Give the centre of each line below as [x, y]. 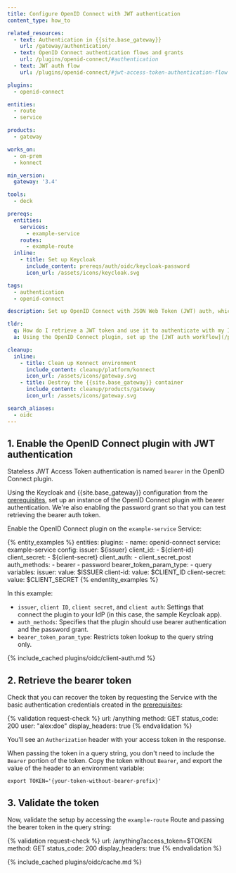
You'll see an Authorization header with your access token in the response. [117, 740]
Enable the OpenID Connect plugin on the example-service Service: [105, 528]
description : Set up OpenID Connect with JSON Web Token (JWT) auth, [111, 311]
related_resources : [36, 33]
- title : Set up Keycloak [58, 260]
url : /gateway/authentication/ [66, 47]
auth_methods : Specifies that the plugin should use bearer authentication [122, 622]
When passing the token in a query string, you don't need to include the [111, 753]
